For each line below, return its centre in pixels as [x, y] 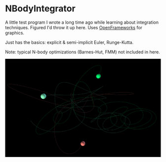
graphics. [15, 33]
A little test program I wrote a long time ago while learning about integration [82, 22]
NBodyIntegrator [40, 9]
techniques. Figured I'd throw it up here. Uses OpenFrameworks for [74, 27]
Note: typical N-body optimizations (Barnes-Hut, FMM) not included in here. [83, 52]
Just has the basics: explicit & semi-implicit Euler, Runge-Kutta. [69, 42]
